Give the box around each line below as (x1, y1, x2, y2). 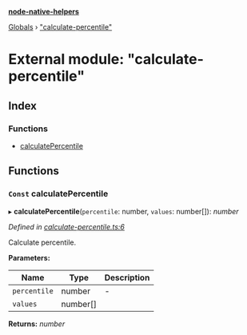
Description (104, 272, 150, 283)
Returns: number (8, 319, 66, 329)
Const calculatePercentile (8, 188, 109, 199)
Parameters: (8, 253, 50, 262)
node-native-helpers (8, 7, 80, 16)
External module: (8, 50, 125, 69)
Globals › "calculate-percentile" (8, 22, 113, 31)
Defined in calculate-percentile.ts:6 (8, 221, 125, 231)
